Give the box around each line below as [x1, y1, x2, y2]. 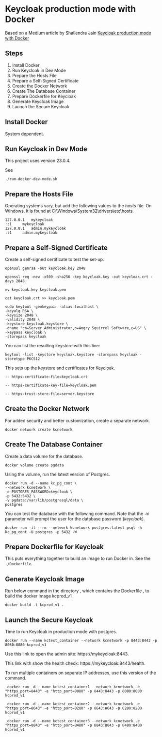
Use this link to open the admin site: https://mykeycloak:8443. [5, 651, 129, 657]
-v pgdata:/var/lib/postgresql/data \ [5, 498, 83, 503]
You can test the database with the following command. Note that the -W [5, 511, 149, 517]
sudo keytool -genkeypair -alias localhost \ [5, 304, 98, 309]
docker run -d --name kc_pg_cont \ [5, 480, 77, 486]
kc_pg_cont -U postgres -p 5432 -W [5, 529, 77, 535]
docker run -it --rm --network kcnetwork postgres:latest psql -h [5, 525, 142, 530]
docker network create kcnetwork [5, 427, 73, 432]
